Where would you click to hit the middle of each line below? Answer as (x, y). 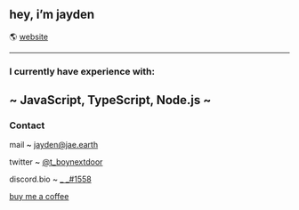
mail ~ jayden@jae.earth (54, 145)
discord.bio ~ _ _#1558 (50, 179)
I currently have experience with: (82, 71)
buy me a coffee (39, 197)
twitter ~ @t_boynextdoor (56, 162)
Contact (27, 125)
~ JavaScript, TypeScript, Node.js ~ (110, 100)
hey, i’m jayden (52, 15)
